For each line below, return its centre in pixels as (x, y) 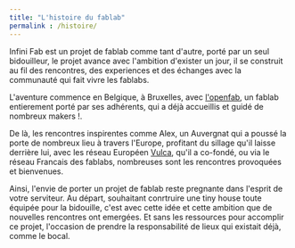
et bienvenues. (37, 171)
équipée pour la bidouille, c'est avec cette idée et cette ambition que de (141, 207)
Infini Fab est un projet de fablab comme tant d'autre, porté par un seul (139, 51)
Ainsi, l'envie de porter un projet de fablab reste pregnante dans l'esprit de (146, 188)
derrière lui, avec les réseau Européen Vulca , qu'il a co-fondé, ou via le (139, 152)
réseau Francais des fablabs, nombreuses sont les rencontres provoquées (146, 161)
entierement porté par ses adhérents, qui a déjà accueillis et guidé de (137, 106)
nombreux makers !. (46, 116)
